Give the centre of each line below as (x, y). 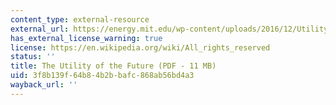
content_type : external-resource (80, 19)
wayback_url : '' (44, 85)
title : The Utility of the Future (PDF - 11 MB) (113, 66)
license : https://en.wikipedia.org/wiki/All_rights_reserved (140, 47)
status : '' (33, 57)
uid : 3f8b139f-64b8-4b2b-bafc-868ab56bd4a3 (102, 76)
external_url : (40, 29)
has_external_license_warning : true (86, 38)
